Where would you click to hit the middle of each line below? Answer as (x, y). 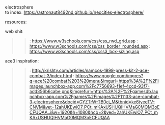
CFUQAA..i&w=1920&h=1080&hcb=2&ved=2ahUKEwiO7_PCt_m (94, 112)
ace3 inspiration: (22, 61)
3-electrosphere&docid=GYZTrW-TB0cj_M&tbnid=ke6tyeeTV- (92, 102)
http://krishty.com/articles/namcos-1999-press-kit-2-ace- (91, 70)
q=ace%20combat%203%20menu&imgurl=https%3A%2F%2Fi (94, 81)
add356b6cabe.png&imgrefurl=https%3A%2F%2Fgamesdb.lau (94, 91)
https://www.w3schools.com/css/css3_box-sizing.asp (84, 51)
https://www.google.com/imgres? (109, 76)
